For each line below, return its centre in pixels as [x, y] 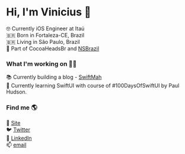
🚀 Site [13, 123]
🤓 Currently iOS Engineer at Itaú [45, 28]
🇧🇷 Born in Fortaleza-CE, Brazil [45, 35]
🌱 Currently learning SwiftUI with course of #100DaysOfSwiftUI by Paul [93, 86]
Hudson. [17, 92]
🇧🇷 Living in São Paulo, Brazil [43, 41]
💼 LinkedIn [19, 138]
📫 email [16, 145]
